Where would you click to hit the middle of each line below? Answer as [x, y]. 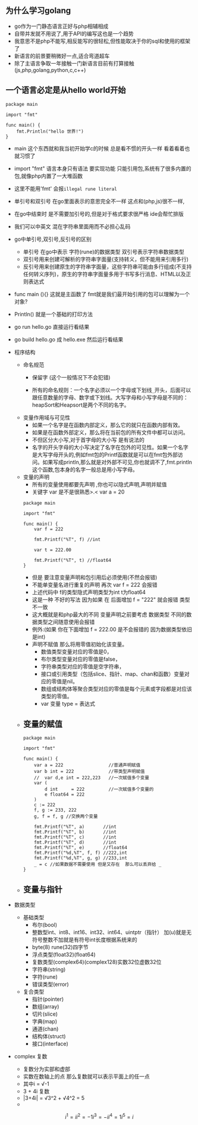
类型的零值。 [56, 696]
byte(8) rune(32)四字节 [60, 947]
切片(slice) [45, 1014]
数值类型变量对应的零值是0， [76, 651]
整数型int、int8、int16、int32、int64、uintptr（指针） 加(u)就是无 [111, 932]
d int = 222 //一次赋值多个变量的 [99, 790]
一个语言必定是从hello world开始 [66, 90]
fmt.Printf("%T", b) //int [76, 832]
